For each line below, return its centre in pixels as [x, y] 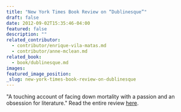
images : [16, 68]
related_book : [24, 57]
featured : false [27, 29]
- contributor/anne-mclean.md [49, 51]
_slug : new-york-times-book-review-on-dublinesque [71, 79]
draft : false [23, 18]
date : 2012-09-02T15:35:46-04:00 [48, 23]
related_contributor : [33, 40]
